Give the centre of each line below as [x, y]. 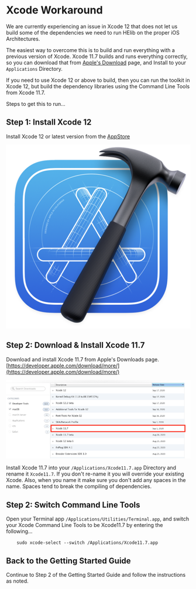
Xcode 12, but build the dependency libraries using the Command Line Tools [98, 86]
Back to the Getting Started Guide [68, 561]
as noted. [18, 581]
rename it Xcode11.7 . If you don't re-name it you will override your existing [95, 474]
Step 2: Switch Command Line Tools [73, 504]
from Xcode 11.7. [26, 92]
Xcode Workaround [55, 10]
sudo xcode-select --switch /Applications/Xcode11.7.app [87, 543]
